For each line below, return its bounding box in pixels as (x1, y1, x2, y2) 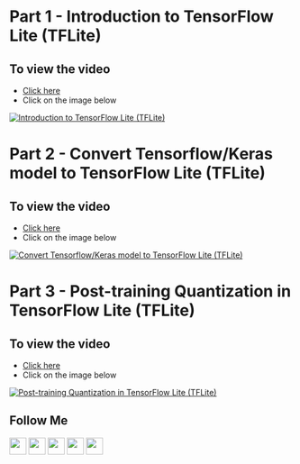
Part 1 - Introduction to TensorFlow (9, 6, 275, 27)
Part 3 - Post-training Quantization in (9, 281, 291, 302)
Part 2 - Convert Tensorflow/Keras (9, 144, 273, 164)
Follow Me (9, 413, 68, 429)
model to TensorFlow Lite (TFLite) (9, 163, 266, 184)
